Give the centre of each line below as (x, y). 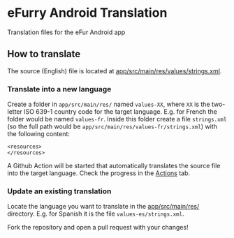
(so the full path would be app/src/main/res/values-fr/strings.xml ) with (112, 126)
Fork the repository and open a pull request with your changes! (98, 228)
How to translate (44, 54)
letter (15, 112)
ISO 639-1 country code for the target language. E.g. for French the (120, 112)
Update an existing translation (59, 191)
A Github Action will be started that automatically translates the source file (114, 166)
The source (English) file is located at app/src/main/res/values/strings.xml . (115, 70)
